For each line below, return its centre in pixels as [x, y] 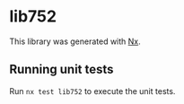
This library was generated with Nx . [75, 41]
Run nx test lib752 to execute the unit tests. [92, 91]
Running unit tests [61, 69]
